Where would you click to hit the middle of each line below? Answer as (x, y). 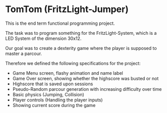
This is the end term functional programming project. (60, 23)
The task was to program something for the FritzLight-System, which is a (81, 33)
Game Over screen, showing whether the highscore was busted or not (86, 78)
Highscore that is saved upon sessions (53, 84)
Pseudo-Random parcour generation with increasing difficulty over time (87, 89)
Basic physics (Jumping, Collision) (48, 94)
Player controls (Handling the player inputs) (58, 100)
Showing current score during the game (54, 105)
